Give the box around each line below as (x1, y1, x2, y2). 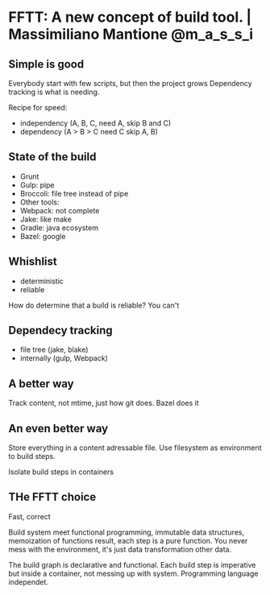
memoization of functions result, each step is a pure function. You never (8, 535, 248, 545)
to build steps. (8, 452, 56, 461)
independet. (8, 576, 48, 587)
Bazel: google (19, 231, 66, 241)
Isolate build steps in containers (8, 467, 114, 477)
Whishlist (8, 254, 58, 269)
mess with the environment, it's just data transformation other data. (8, 544, 232, 554)
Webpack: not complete (19, 205, 100, 215)
